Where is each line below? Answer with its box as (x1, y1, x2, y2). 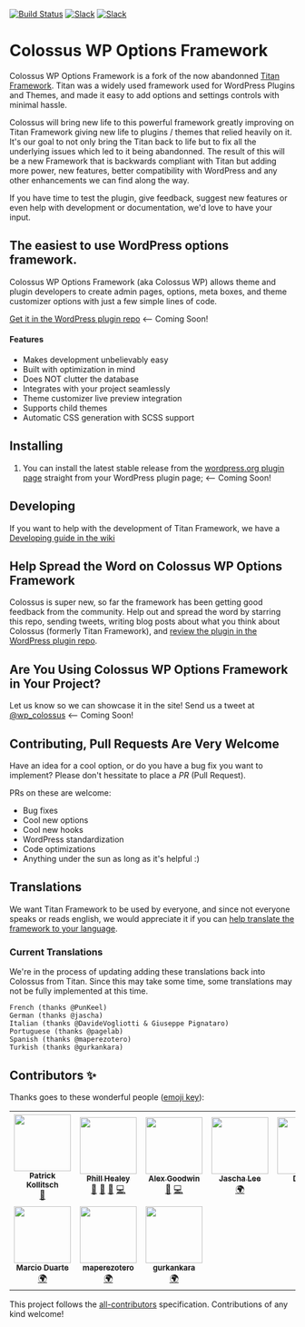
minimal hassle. (9, 99, 68, 110)
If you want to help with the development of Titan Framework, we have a (9, 522, 280, 533)
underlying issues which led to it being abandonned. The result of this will (9, 145, 286, 156)
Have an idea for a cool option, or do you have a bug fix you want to (9, 760, 263, 771)
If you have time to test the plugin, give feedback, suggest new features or (9, 192, 288, 203)
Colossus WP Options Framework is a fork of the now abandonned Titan (9, 70, 280, 81)
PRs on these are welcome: (9, 787, 112, 798)
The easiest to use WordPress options (9, 238, 230, 253)
